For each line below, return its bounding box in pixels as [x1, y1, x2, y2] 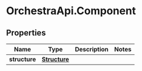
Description [75, 46, 109, 53]
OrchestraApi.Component [6, 4, 136, 18]
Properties [6, 28, 46, 38]
